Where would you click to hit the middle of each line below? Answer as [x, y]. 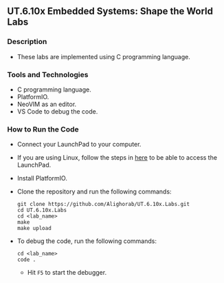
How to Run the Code [43, 129]
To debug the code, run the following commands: [87, 241]
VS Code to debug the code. [57, 111]
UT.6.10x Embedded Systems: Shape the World [110, 11]
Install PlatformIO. [42, 178]
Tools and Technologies [48, 74]
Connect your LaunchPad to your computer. [79, 145]
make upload [34, 229]
